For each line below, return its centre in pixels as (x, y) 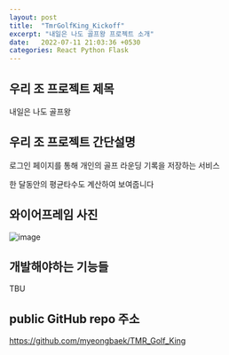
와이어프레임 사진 (54, 215)
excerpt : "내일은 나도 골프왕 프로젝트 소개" (82, 34)
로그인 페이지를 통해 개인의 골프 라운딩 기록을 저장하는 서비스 (114, 165)
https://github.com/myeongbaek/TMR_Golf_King (98, 341)
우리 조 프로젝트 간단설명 (72, 142)
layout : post (33, 17)
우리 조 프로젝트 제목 (62, 88)
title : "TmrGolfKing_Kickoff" (67, 26)
